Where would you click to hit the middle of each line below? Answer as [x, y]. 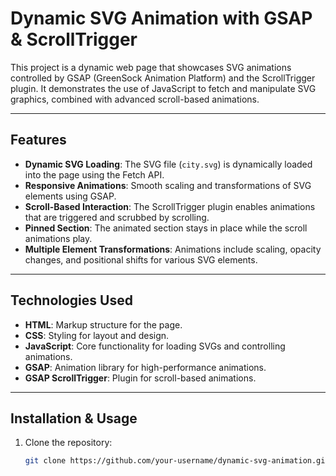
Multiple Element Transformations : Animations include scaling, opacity [173, 249]
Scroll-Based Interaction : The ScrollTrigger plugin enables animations [170, 206]
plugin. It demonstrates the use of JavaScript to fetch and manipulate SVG [163, 88]
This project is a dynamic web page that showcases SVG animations [151, 67]
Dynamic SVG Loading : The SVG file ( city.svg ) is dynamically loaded [168, 164]
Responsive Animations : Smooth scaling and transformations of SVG [168, 185]
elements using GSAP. [70, 196]
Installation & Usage [74, 418]
